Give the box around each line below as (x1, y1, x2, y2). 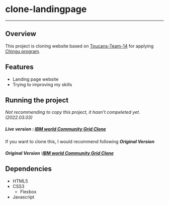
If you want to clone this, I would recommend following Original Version (5, 139, 155, 145)
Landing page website (12, 76, 59, 82)
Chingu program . (5, 48, 41, 54)
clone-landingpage (5, 4, 87, 15)
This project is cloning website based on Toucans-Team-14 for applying (5, 43, 154, 49)
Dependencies (5, 164, 52, 173)
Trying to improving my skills (12, 81, 72, 87)
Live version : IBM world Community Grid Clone (5, 126, 107, 132)
